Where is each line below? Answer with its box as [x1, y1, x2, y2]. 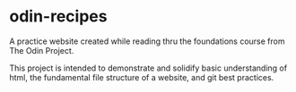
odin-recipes [9, 6, 108, 27]
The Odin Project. [9, 45, 74, 55]
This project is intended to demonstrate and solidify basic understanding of [9, 63, 288, 73]
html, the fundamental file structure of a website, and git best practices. [9, 71, 274, 82]
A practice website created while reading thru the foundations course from [9, 36, 285, 46]
